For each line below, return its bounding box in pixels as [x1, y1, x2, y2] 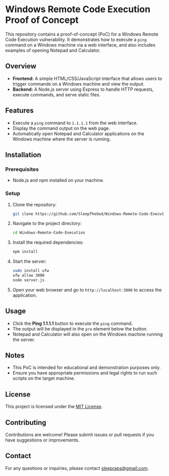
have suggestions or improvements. [5, 437, 80, 443]
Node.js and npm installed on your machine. [12, 177, 104, 184]
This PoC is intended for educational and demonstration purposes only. [12, 364, 161, 371]
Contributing [5, 418, 46, 427]
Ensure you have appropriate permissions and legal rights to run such [12, 370, 157, 376]
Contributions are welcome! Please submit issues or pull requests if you [5, 432, 154, 438]
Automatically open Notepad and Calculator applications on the [12, 130, 145, 136]
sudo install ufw [12, 268, 49, 273]
